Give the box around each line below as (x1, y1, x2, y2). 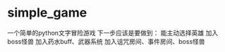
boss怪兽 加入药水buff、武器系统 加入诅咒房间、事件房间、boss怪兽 (7, 37, 206, 46)
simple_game (7, 5, 87, 21)
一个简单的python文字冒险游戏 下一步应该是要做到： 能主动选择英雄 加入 (7, 28, 219, 37)
